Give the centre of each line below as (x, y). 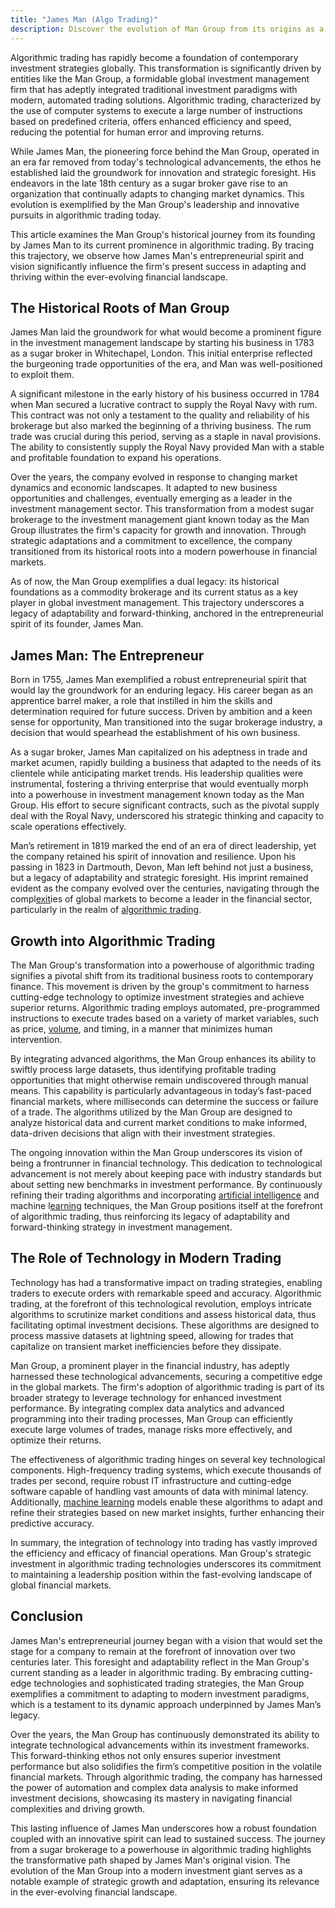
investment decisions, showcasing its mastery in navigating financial (151, 1798)
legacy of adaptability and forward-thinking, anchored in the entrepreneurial (167, 613)
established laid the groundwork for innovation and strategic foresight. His (163, 172)
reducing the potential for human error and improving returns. (137, 132)
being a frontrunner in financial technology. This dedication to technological (166, 1163)
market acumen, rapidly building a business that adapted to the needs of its (166, 763)
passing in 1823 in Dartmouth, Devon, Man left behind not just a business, (162, 867)
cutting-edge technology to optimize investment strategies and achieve (157, 997)
